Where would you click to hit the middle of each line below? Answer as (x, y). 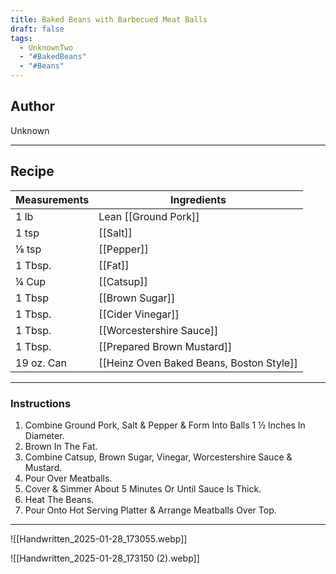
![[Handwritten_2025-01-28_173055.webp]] (99, 538)
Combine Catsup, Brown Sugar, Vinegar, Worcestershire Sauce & (158, 457)
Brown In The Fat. (61, 446)
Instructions (41, 403)
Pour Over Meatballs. (68, 478)
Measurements (52, 199)
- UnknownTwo (46, 47)
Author (32, 106)
